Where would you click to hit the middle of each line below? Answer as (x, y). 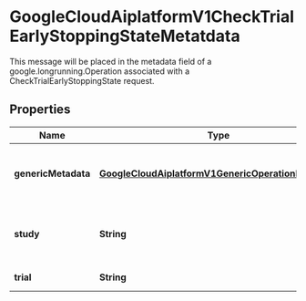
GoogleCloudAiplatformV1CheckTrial (152, 17)
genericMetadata (52, 173)
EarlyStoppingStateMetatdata (125, 36)
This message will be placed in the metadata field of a (111, 61)
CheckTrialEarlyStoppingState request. (82, 80)
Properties (40, 110)
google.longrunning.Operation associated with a (99, 71)
